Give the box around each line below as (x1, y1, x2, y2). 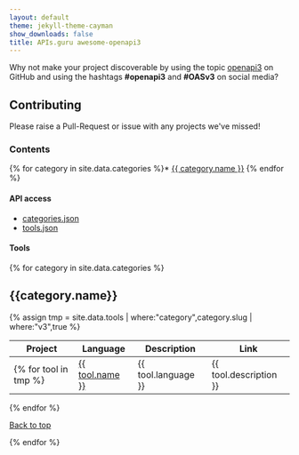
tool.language (137, 368, 196, 380)
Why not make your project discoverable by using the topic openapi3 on (9, 62, 274, 73)
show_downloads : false (9, 29, 93, 38)
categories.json (21, 212, 80, 223)
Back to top (9, 419, 52, 430)
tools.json (21, 222, 59, 233)
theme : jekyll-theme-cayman (9, 21, 114, 30)
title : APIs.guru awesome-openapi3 (9, 37, 141, 47)
